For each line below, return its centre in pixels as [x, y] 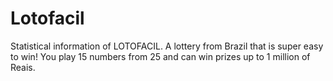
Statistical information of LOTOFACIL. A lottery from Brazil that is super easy [167, 46]
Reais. [23, 67]
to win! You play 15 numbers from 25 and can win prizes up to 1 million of [160, 56]
